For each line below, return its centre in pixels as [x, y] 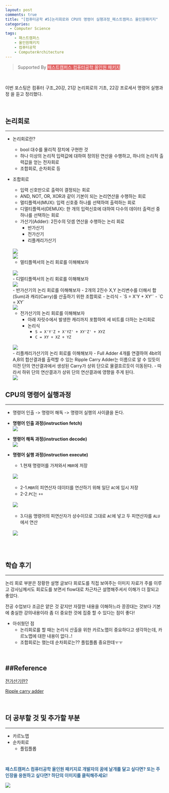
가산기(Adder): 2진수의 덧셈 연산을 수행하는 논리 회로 [72, 221]
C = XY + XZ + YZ [53, 337]
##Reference [26, 668]
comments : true [21, 15]
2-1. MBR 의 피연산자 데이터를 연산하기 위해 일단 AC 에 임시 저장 [79, 488]
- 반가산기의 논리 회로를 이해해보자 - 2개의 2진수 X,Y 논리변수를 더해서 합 [84, 290]
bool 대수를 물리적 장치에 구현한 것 [54, 150]
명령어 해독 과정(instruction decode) [50, 439]
